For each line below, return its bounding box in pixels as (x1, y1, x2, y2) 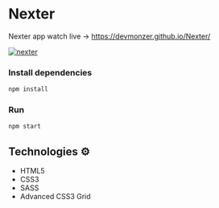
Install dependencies (8, 67, 93, 78)
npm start (8, 122, 42, 131)
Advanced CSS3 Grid (19, 192, 91, 202)
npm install (8, 85, 48, 93)
